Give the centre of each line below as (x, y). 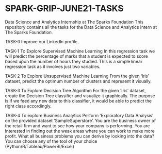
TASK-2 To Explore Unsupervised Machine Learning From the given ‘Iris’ (77, 76)
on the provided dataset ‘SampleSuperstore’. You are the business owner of (81, 120)
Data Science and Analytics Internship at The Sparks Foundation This (74, 22)
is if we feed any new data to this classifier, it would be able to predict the (78, 101)
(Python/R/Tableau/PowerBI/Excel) (40, 146)
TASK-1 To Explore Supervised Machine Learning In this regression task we (80, 51)
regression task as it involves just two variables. (53, 67)
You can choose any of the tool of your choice (51, 141)
